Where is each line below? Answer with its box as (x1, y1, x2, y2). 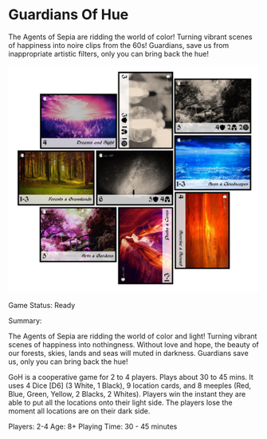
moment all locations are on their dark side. (8, 405, 151, 416)
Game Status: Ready (8, 300, 76, 310)
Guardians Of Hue (8, 6, 129, 24)
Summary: (8, 315, 42, 325)
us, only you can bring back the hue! (8, 357, 129, 366)
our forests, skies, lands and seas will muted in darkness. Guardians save (8, 348, 249, 358)
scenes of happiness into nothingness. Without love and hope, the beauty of (8, 339, 259, 349)
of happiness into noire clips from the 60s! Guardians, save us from (8, 40, 230, 49)
